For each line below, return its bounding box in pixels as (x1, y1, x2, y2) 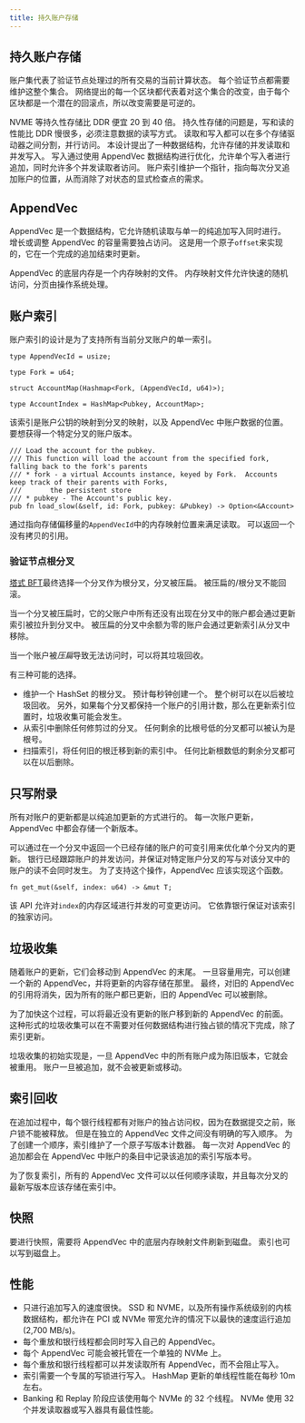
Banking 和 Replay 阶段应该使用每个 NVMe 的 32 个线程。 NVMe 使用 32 (22, 1393, 295, 1404)
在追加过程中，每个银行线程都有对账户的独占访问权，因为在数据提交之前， (9, 1116, 288, 1127)
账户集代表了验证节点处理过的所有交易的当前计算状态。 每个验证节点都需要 (9, 74, 290, 86)
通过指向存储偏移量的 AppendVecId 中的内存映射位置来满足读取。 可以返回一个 (9, 519, 295, 530)
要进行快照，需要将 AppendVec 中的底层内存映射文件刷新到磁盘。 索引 (9, 1236, 275, 1247)
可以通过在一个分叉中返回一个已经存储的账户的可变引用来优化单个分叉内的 (9, 842, 288, 853)
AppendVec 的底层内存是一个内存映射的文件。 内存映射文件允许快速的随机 (9, 268, 289, 279)
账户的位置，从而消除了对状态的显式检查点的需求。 (16, 173, 209, 184)
